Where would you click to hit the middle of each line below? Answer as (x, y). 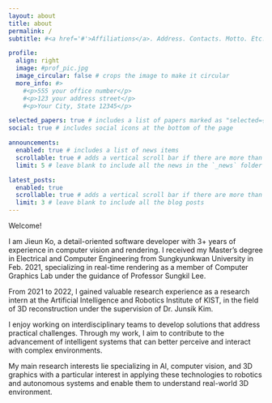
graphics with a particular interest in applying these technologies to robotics (135, 375)
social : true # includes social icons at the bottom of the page (121, 128)
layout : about (32, 16)
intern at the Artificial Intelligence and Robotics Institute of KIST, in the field (134, 300)
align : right (38, 61)
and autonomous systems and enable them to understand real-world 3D (129, 383)
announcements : (34, 143)
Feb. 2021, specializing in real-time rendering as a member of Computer (128, 267)
